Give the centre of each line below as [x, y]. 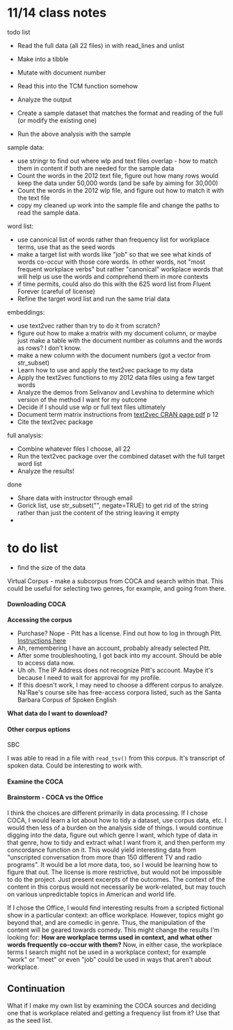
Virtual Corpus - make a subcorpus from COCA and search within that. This [115, 581]
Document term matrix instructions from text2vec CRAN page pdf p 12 [118, 414]
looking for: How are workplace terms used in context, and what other [110, 937]
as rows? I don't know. [49, 348]
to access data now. [46, 663]
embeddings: [26, 312]
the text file [33, 198]
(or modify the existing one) [57, 120]
